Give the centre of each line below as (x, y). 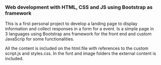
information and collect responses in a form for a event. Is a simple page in (80, 29)
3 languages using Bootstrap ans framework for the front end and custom (78, 34)
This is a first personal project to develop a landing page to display (71, 24)
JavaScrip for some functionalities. (40, 39)
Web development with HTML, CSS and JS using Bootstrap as (79, 7)
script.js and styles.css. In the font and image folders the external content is (80, 53)
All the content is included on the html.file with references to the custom (77, 48)
